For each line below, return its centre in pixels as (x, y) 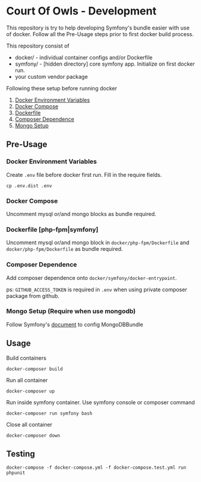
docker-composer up (31, 391)
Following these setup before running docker (62, 88)
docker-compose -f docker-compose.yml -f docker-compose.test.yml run (96, 468)
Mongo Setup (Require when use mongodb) (71, 311)
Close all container (29, 424)
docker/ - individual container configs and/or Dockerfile (84, 57)
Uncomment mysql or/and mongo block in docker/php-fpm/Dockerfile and (98, 243)
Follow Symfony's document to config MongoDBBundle (75, 324)
